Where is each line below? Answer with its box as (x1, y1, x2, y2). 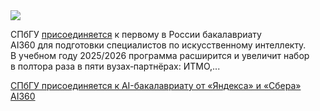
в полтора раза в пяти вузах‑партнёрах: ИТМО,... (10, 60, 221, 72)
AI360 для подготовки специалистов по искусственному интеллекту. (10, 39, 307, 51)
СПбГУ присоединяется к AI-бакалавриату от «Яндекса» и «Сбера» (10, 80, 302, 91)
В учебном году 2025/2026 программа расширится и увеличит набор (10, 50, 310, 61)
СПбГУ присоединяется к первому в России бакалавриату (10, 29, 262, 40)
